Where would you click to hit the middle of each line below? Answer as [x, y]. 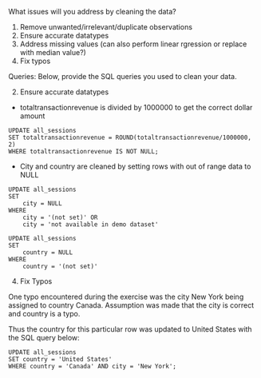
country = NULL [48, 253]
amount [32, 116]
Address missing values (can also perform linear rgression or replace [133, 44]
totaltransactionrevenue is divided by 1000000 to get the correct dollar [136, 107]
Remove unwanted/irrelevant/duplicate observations [106, 27]
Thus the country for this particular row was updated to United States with [130, 329]
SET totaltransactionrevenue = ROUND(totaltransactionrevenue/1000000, [130, 137]
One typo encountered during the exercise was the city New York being [126, 296]
